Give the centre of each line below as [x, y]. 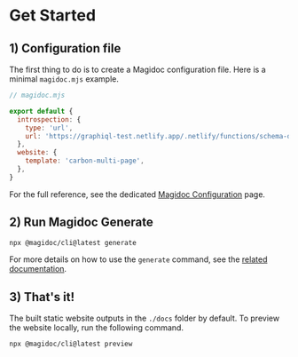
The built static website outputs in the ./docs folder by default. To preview [145, 318]
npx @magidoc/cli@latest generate [73, 242]
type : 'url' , [49, 128]
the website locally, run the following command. [97, 328]
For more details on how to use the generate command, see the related [138, 259]
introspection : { [49, 119]
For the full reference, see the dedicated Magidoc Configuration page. [137, 194]
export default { [41, 111]
